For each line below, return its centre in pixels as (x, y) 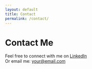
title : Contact (20, 14)
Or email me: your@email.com (35, 61)
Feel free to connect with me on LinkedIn (46, 56)
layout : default (21, 9)
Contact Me (29, 43)
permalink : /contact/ (27, 18)
